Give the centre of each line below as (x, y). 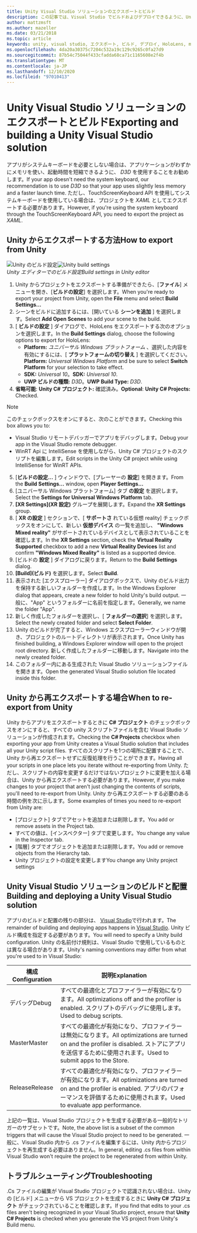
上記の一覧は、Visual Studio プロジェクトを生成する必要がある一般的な (92, 1120)
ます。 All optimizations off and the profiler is (121, 999)
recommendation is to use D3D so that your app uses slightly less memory (96, 186)
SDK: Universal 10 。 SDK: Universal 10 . (71, 374)
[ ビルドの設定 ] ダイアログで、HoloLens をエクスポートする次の (93, 326)
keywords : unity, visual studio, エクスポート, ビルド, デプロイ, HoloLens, (96, 45)
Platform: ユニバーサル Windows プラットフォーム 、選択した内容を (106, 347)
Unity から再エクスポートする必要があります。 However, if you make (103, 780)
